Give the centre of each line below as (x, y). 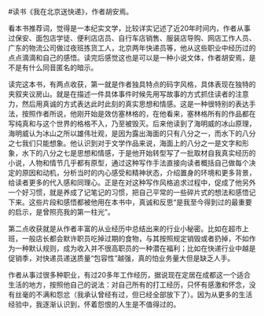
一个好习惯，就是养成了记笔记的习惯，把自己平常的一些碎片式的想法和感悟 (128, 192)
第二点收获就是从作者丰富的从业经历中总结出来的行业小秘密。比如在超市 (125, 229)
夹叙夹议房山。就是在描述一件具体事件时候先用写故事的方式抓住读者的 (122, 94)
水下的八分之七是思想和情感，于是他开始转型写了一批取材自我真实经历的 (139, 153)
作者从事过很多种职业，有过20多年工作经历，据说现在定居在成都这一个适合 (130, 275)
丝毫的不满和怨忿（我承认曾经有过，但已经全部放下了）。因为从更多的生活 (134, 294)
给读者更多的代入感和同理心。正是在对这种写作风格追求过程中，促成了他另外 (132, 182)
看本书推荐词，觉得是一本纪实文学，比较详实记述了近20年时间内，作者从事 (130, 28)
